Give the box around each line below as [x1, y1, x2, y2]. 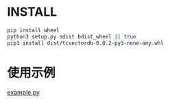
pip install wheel [7, 27, 60, 34]
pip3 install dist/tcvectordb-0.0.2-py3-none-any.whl [7, 39, 165, 47]
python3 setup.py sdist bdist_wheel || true [7, 33, 136, 40]
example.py [7, 88, 40, 96]
